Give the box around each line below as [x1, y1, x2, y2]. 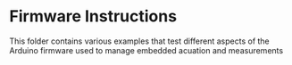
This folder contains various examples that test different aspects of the [9, 36, 270, 46]
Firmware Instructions [9, 6, 177, 27]
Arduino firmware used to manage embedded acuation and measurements [9, 45, 284, 55]
